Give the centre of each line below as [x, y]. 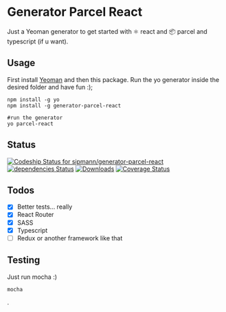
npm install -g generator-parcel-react [64, 105]
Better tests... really [45, 207]
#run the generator [35, 118]
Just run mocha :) [32, 277]
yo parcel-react [30, 124]
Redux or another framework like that [70, 238]
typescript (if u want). [38, 41]
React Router [35, 215]
